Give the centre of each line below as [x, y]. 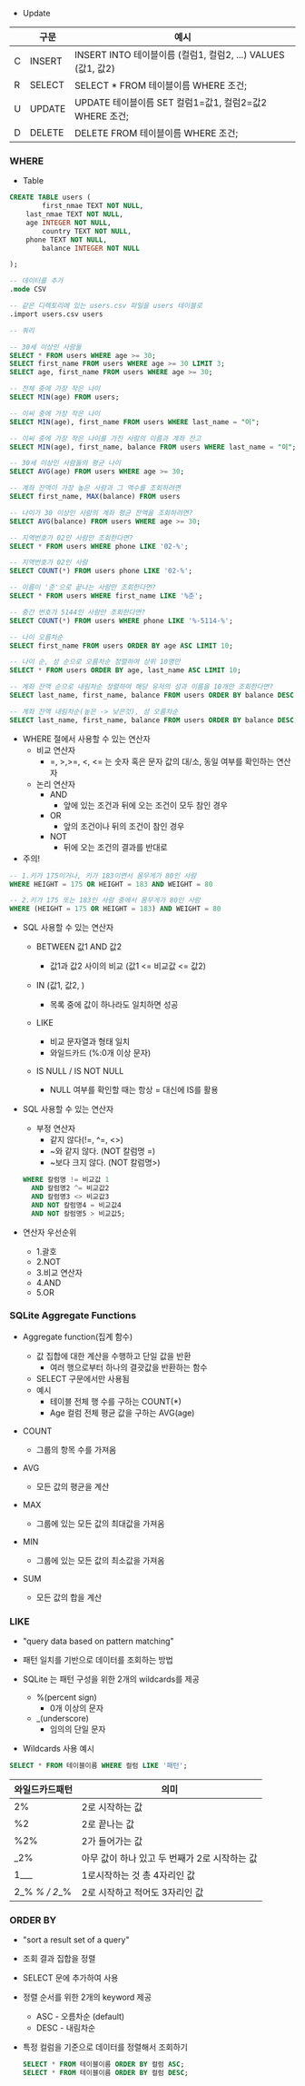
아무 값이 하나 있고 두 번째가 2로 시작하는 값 [169, 1859]
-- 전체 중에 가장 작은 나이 [55, 389]
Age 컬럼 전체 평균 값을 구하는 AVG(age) [122, 1413]
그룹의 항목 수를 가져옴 [76, 1449]
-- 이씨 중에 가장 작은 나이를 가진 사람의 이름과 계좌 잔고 [105, 438]
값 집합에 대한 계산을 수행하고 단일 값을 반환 [113, 1356]
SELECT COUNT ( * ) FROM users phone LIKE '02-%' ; [101, 571]
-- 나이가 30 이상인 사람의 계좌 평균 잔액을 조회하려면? [101, 512]
